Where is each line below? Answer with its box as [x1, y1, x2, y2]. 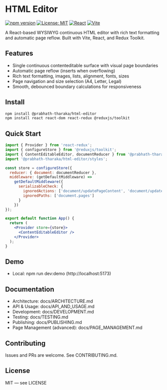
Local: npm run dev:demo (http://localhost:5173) [12, 271, 111, 277]
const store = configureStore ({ [5, 165, 72, 170]
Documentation [5, 285, 55, 294]
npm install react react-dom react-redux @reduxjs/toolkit [5, 116, 130, 121]
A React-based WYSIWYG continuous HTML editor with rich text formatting [5, 29, 160, 35]
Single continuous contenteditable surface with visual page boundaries [12, 62, 158, 68]
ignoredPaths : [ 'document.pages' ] [23, 193, 94, 198]
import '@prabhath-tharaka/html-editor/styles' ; [5, 156, 108, 161]
